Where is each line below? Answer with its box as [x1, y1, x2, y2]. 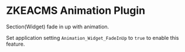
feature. [6, 40, 25, 47]
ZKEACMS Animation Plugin [6, 4, 145, 17]
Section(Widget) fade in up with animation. [6, 23, 109, 30]
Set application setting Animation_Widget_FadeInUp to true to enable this [6, 34, 179, 41]
